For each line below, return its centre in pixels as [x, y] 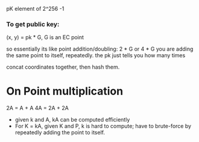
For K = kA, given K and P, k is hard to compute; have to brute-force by [103, 126]
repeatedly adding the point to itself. [60, 132]
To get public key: [33, 24]
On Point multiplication [65, 91]
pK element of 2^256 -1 [35, 9]
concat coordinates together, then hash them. [63, 67]
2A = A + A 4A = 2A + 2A [38, 108]
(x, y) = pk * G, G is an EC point [45, 37]
